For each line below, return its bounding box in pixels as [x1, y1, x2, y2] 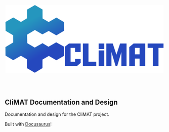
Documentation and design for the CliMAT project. [5, 111, 110, 117]
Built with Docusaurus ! [5, 121, 52, 127]
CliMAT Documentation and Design [5, 98, 118, 106]
